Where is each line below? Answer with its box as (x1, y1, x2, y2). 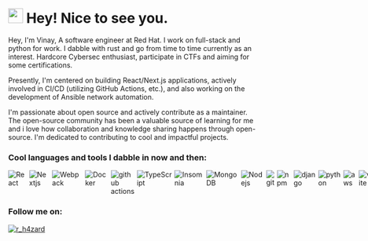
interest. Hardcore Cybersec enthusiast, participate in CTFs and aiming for (8, 52, 250, 61)
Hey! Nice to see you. (26, 9, 169, 27)
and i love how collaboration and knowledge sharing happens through (8, 124, 234, 133)
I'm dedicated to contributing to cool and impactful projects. (34, 132, 229, 141)
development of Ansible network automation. (8, 92, 154, 101)
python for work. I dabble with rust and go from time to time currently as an (8, 43, 252, 53)
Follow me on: (8, 206, 63, 217)
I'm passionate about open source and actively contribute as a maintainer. (8, 107, 248, 117)
